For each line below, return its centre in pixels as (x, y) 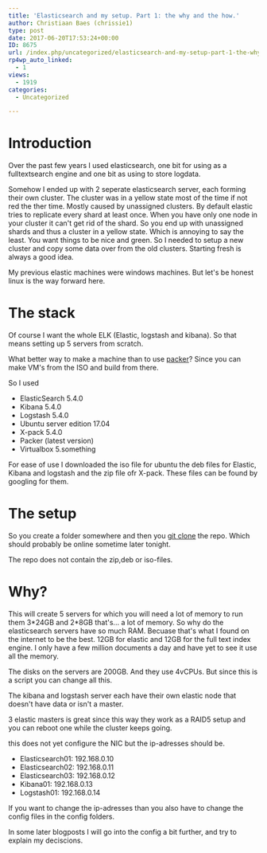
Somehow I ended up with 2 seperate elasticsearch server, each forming (127, 190)
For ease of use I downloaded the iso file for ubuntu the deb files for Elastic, (132, 465)
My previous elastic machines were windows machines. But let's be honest (131, 272)
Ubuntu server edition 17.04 (65, 424)
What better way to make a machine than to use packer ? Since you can (124, 359)
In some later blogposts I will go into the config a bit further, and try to (122, 832)
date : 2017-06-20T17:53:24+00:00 (64, 38)
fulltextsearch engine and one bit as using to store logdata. (104, 174)
